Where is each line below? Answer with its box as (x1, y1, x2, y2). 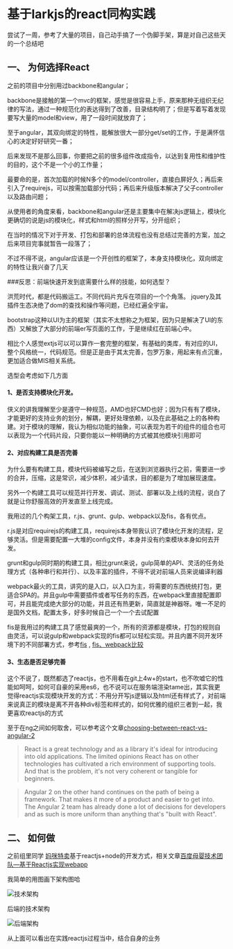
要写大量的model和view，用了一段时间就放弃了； (7, 113, 148, 121)
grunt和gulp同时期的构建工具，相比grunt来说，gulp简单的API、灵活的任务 (7, 559, 218, 567)
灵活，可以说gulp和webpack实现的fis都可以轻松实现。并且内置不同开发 (12, 632, 217, 640)
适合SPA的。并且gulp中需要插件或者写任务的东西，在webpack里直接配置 (7, 591, 216, 599)
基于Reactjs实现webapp (19, 860, 88, 868)
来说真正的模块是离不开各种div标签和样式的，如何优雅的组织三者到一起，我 (7, 700, 223, 709)
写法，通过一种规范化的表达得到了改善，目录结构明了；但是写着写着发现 (19, 105, 226, 113)
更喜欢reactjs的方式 (7, 709, 64, 717)
